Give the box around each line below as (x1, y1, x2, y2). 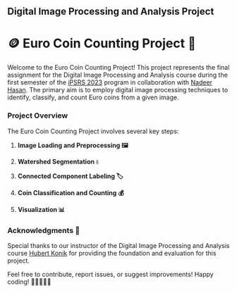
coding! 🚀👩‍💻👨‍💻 (7, 278, 51, 286)
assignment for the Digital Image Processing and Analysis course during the (7, 70, 228, 80)
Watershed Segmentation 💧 (17, 157, 99, 166)
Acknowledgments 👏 (7, 225, 80, 235)
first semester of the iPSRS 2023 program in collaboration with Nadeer (7, 78, 213, 87)
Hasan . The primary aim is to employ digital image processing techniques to (7, 86, 229, 94)
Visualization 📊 (17, 205, 66, 213)
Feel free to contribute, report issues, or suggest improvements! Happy (7, 270, 214, 278)
